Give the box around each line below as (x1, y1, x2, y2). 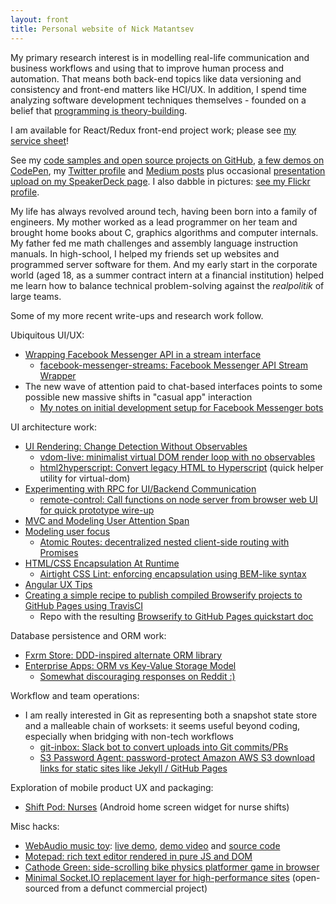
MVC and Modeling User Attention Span (24, 514, 190, 526)
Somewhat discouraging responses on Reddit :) (39, 670, 236, 682)
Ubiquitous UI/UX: (10, 329, 85, 341)
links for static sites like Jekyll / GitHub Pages (39, 762, 228, 774)
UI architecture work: (10, 421, 98, 433)
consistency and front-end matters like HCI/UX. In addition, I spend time (10, 83, 307, 95)
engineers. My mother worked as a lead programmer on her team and (10, 216, 298, 228)
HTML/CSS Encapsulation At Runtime (24, 557, 180, 569)
